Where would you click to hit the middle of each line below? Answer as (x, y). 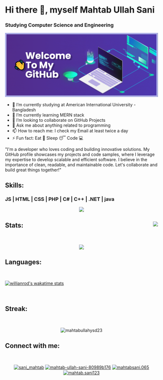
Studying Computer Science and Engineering (59, 25)
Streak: (16, 309)
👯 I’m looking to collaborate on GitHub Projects (59, 120)
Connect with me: (33, 346)
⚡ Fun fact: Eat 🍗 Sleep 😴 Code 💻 (48, 138)
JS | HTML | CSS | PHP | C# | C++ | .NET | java (60, 199)
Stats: (14, 225)
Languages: (24, 262)
